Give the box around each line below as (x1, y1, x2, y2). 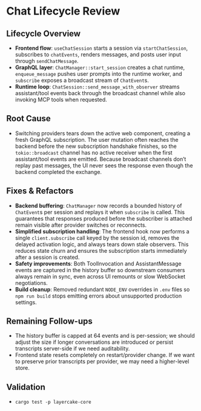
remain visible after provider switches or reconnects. (15, 221, 147, 229)
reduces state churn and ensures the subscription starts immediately (15, 247, 187, 254)
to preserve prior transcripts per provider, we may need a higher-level (15, 358, 189, 365)
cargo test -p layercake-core (15, 399, 92, 406)
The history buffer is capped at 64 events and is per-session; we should (15, 332, 195, 339)
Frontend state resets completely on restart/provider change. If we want (15, 352, 195, 359)
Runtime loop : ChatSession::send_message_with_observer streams (15, 83, 180, 90)
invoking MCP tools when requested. (15, 96, 107, 103)
